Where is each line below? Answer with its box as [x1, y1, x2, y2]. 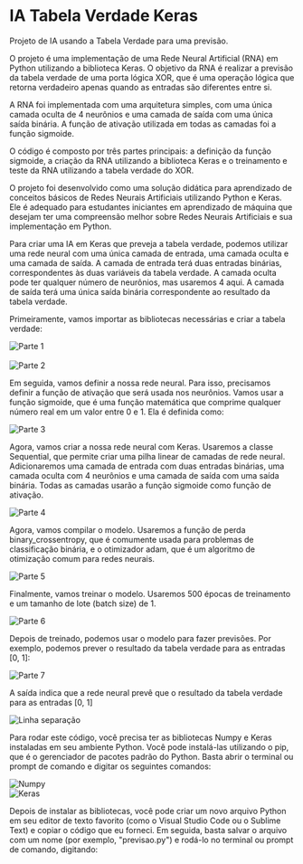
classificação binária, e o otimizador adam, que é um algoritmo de [9, 544, 256, 555]
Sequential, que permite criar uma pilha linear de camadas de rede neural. [9, 451, 286, 461]
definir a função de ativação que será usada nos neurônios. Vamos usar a [9, 386, 284, 398]
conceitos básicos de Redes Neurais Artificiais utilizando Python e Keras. [9, 192, 282, 203]
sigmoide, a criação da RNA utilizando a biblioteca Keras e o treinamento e [9, 155, 288, 166]
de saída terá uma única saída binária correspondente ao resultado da [9, 286, 271, 297]
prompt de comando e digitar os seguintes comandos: [9, 761, 212, 772]
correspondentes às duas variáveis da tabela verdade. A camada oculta [9, 267, 278, 278]
